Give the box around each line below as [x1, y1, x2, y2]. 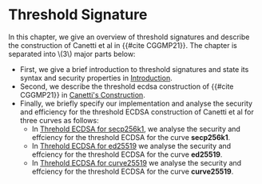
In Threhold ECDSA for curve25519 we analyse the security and [31, 158, 242, 167]
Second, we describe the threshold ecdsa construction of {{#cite [19, 82, 234, 91]
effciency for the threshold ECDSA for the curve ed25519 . [31, 150, 223, 159]
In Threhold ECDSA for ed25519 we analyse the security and [31, 141, 232, 150]
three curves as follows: [19, 115, 99, 125]
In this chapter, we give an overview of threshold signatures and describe [8, 32, 250, 42]
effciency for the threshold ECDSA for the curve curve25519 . [31, 166, 234, 176]
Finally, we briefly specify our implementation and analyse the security [19, 98, 253, 108]
